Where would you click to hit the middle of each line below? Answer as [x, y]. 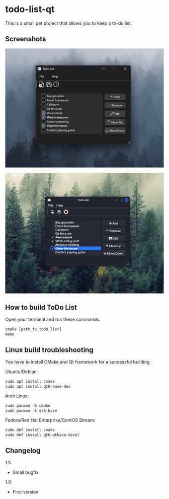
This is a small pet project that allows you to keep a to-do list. [69, 23]
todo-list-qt [30, 9]
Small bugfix [25, 472]
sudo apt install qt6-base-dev [38, 387]
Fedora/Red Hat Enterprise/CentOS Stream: [50, 420]
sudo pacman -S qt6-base [31, 411]
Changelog [23, 450]
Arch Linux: [17, 396]
